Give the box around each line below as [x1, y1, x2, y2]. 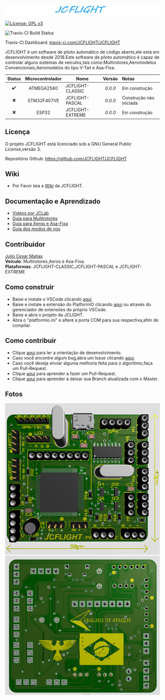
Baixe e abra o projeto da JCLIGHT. [12, 312, 84, 318]
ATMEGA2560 [28, 86, 58, 91]
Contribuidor [5, 240, 46, 248]
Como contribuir [5, 336, 56, 345]
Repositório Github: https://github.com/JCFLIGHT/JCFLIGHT [5, 155, 127, 161]
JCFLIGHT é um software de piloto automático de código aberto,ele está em [5, 49, 160, 55]
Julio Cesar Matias [5, 253, 43, 259]
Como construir [5, 283, 55, 292]
